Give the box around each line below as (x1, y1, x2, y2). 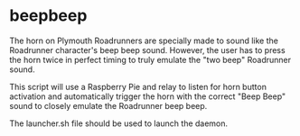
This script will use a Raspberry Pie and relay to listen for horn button (9, 81, 267, 92)
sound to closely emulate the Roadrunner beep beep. (9, 100, 208, 111)
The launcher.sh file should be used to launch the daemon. (9, 118, 229, 129)
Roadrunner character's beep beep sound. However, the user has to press (9, 44, 286, 55)
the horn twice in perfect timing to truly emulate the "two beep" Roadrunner (9, 54, 292, 65)
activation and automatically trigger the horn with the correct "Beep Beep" (9, 91, 286, 102)
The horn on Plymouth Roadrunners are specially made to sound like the (9, 35, 278, 46)
